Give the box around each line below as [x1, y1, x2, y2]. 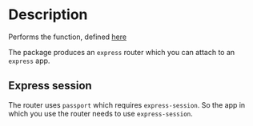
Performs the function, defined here [8, 32, 127, 41]
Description [8, 6, 88, 24]
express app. [8, 56, 50, 65]
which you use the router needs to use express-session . [8, 108, 194, 118]
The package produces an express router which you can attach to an [8, 47, 235, 57]
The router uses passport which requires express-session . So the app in [8, 100, 246, 109]
